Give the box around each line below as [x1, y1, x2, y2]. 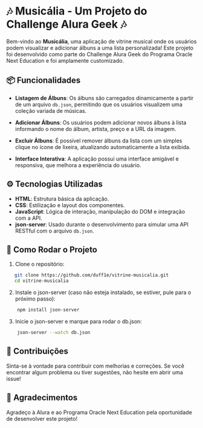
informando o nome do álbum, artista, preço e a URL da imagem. [14, 125, 176, 132]
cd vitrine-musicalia [14, 278, 69, 284]
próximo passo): [14, 295, 56, 302]
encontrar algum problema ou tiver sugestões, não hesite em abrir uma [6, 368, 183, 375]
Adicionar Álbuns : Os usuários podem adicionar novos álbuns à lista [14, 119, 187, 126]
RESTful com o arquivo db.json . [14, 227, 95, 234]
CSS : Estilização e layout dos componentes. [14, 201, 125, 209]
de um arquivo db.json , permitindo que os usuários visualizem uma [14, 101, 182, 108]
